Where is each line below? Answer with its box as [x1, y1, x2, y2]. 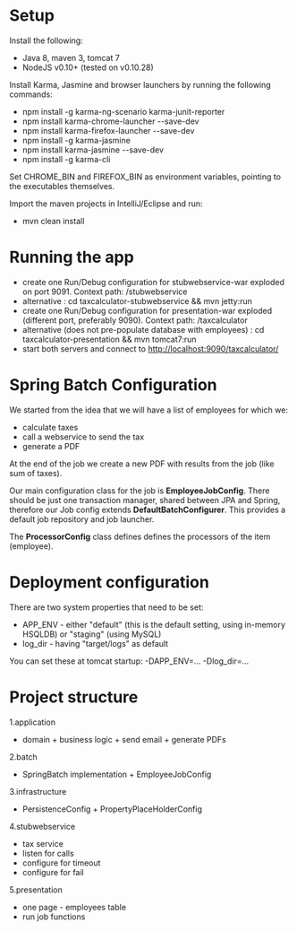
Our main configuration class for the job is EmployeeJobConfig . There [9, 485, 270, 496]
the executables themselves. [9, 180, 115, 191]
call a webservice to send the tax [21, 431, 145, 442]
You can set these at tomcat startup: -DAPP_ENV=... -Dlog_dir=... [9, 656, 250, 666]
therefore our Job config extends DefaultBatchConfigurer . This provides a [9, 504, 286, 515]
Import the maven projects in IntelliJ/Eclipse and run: [9, 198, 203, 209]
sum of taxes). [9, 467, 63, 478]
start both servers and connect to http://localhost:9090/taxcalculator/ [21, 343, 279, 354]
